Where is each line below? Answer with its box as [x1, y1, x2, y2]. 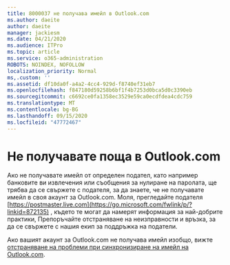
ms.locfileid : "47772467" [7, 118, 81, 126]
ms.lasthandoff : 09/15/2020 [7, 112, 88, 119]
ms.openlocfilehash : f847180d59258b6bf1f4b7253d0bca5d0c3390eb [7, 87, 193, 94]
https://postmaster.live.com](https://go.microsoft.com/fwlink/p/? [9, 200, 193, 209]
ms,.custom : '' [7, 74, 51, 81]
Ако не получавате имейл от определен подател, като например [7, 171, 198, 180]
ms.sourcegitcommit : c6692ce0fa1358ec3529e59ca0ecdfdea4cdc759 [7, 94, 193, 100]
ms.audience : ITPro [7, 42, 63, 49]
